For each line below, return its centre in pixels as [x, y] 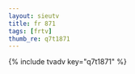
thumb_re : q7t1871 [39, 39]
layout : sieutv [34, 16]
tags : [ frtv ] [30, 31]
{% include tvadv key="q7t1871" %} [67, 62]
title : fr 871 [32, 24]
